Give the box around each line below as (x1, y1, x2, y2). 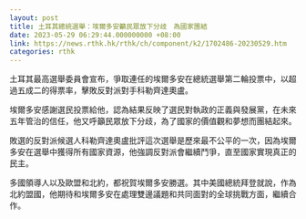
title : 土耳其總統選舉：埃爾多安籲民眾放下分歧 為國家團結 (9, 22, 208, 31)
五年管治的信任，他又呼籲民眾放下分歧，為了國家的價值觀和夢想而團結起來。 (9, 116, 297, 127)
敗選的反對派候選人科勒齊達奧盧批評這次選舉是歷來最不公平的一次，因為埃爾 (9, 135, 297, 146)
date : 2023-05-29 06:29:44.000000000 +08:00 (9, 30, 181, 39)
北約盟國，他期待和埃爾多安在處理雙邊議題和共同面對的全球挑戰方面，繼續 (9, 189, 289, 200)
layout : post (9, 13, 59, 23)
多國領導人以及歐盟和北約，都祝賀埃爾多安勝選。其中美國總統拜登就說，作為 (9, 177, 297, 188)
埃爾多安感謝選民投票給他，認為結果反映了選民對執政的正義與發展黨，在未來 (9, 104, 297, 115)
